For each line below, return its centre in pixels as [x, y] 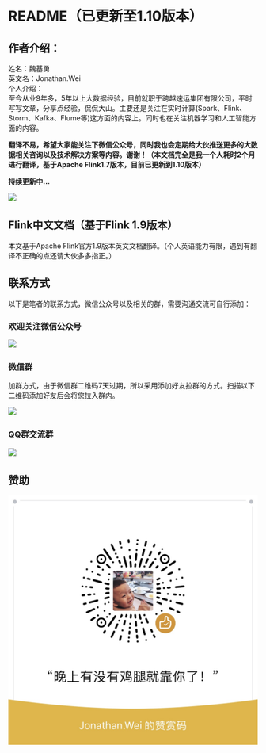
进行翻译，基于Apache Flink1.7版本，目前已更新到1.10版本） [107, 164]
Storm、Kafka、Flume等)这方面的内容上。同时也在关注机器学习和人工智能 [129, 118]
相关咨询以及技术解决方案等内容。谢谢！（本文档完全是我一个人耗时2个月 [135, 155]
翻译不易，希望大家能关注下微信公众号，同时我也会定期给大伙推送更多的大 [129, 145]
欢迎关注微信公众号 [45, 326]
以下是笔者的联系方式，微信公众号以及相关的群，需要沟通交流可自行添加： [129, 304]
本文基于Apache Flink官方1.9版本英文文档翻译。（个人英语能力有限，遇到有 [129, 246]
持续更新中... [29, 182]
